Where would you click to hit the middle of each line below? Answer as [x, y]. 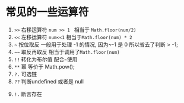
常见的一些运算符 [47, 12]
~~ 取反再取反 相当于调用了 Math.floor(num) [67, 51]
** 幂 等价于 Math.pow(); [44, 66]
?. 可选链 [26, 74]
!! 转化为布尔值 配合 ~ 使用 [46, 59]
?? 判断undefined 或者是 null [49, 81]
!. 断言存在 [28, 94]
